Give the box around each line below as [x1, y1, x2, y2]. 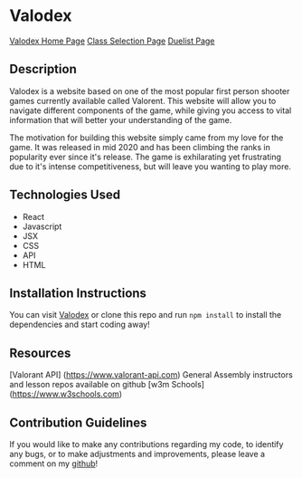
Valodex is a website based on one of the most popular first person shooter [9, 85, 290, 96]
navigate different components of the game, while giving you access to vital [9, 105, 292, 116]
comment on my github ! [9, 458, 99, 469]
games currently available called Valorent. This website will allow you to [9, 95, 277, 106]
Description [9, 62, 77, 77]
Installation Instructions [9, 285, 147, 301]
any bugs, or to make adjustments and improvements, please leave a [9, 449, 265, 459]
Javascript [22, 221, 62, 232]
